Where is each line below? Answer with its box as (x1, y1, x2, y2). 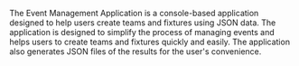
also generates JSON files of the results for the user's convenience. (9, 46, 262, 57)
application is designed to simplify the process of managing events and (9, 27, 276, 37)
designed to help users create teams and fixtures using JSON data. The (9, 17, 276, 28)
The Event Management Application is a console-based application (9, 8, 259, 18)
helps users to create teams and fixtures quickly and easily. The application (9, 36, 291, 47)
